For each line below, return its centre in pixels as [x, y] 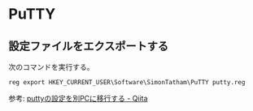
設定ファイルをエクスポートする [89, 46]
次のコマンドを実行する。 [51, 67]
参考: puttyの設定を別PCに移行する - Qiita [78, 98]
